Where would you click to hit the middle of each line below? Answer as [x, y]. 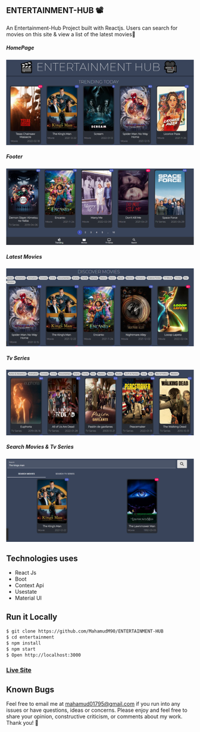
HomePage [20, 48]
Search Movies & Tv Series [40, 447]
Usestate [26, 592]
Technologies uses [42, 558]
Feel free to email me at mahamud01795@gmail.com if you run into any [93, 703]
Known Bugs [30, 689]
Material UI [28, 598]
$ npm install [24, 643]
